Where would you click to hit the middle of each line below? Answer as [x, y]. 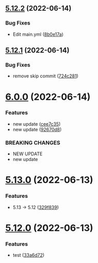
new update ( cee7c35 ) [36, 124]
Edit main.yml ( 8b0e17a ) [38, 34]
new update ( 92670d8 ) [37, 129]
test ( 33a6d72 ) [28, 255]
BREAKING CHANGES [33, 143]
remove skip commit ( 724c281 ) [45, 76]
